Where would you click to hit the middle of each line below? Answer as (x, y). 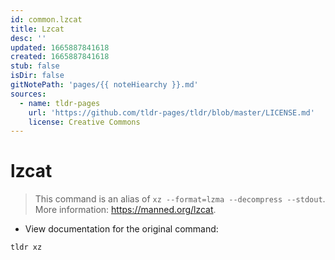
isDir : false (37, 76)
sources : (28, 94)
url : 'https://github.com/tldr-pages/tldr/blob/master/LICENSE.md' (171, 112)
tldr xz (26, 247)
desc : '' (28, 38)
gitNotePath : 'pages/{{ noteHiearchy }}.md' (104, 85)
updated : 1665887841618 (60, 47)
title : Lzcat (37, 29)
